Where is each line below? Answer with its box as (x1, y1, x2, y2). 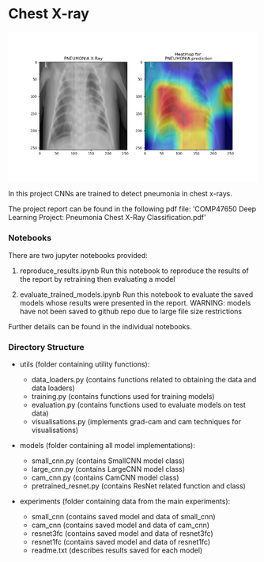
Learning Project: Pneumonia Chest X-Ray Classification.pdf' (8, 213, 207, 222)
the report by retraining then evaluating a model (19, 274, 175, 283)
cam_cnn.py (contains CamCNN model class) (31, 473, 179, 482)
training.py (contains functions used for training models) (31, 391, 215, 401)
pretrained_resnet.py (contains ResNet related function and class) (31, 480, 247, 491)
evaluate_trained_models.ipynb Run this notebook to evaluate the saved (19, 290, 254, 299)
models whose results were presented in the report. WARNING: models (19, 298, 251, 307)
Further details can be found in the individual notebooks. (8, 321, 192, 331)
